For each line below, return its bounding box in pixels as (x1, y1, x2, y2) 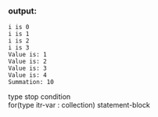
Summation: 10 (8, 79, 55, 86)
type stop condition (8, 92, 71, 101)
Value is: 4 (8, 71, 47, 79)
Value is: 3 (8, 64, 47, 72)
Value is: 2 (8, 57, 47, 66)
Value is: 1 (8, 51, 47, 59)
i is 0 (8, 24, 30, 31)
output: (8, 5, 38, 16)
